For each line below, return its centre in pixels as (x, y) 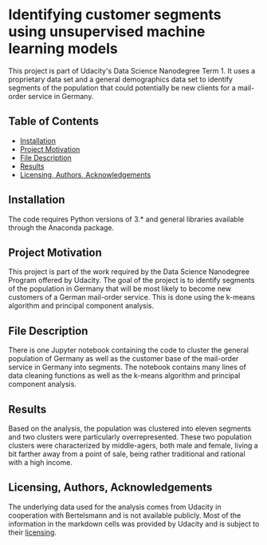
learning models (63, 49)
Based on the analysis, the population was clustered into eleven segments (130, 428)
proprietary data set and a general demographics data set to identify (121, 79)
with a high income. (41, 462)
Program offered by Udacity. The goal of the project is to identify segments (132, 280)
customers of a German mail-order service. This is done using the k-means (132, 297)
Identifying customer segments (115, 15)
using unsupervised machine (107, 32)
